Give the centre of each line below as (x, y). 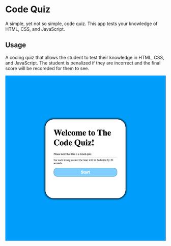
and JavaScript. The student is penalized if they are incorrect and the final (83, 63)
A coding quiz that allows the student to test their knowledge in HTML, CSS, (85, 57)
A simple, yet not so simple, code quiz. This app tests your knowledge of (81, 24)
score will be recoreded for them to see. (47, 68)
